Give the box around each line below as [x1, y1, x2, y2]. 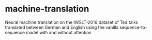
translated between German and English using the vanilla [5, 24, 119, 30]
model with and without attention [26, 29, 91, 35]
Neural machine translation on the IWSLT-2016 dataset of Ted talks [5, 19, 138, 25]
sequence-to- [119, 24, 148, 30]
